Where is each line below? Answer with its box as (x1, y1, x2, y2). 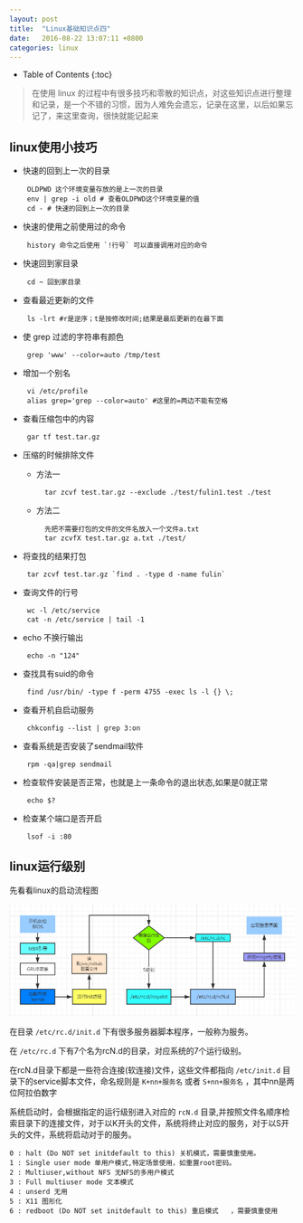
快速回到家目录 (22, 258, 79, 269)
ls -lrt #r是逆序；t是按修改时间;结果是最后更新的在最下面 (26, 315, 224, 324)
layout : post (9, 14, 59, 24)
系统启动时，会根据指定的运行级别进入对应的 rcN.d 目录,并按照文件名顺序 (9, 1106, 282, 1117)
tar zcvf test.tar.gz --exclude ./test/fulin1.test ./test (43, 488, 271, 498)
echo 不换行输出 (22, 632, 84, 643)
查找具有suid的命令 (22, 668, 95, 679)
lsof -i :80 (26, 832, 72, 841)
